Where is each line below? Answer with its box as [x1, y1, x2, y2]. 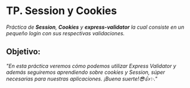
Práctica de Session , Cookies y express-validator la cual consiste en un [6, 23, 184, 31]
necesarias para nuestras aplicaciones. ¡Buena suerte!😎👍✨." [6, 75, 158, 82]
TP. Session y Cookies [6, 4, 117, 18]
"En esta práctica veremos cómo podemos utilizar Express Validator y [6, 62, 176, 69]
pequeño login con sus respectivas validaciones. [6, 29, 125, 36]
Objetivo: [6, 47, 41, 57]
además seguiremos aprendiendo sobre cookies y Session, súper [6, 69, 165, 76]
